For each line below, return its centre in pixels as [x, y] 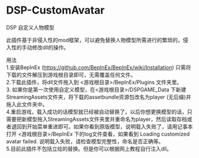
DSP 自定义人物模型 [30, 27]
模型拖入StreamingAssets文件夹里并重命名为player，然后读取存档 [107, 119]
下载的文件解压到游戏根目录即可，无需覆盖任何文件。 [71, 75]
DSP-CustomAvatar [55, 10]
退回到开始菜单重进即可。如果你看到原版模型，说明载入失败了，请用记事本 [102, 126]
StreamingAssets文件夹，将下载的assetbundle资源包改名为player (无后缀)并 [99, 97]
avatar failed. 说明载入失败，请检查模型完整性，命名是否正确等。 [85, 141]
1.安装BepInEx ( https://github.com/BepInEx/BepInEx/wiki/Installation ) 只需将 [99, 67]
